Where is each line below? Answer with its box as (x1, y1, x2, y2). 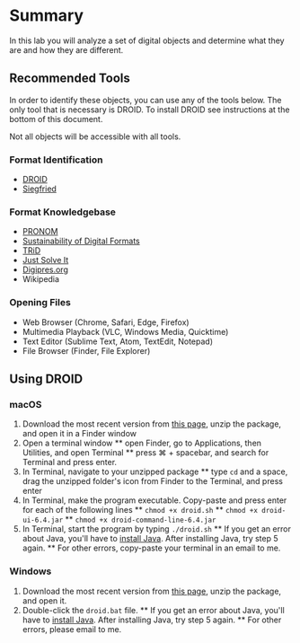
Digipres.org (22, 264, 69, 275)
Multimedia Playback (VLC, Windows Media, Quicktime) (22, 326, 229, 337)
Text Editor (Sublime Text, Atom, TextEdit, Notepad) (22, 336, 214, 347)
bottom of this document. (9, 113, 103, 124)
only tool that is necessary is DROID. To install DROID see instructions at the (9, 104, 290, 115)
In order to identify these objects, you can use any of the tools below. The (9, 94, 282, 105)
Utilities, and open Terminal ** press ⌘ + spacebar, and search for (22, 447, 269, 458)
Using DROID (9, 372, 84, 387)
